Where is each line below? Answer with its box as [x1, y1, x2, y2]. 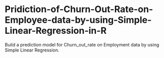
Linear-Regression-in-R [5, 25, 107, 36]
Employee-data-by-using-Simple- [5, 14, 152, 26]
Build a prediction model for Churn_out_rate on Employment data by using [5, 41, 159, 47]
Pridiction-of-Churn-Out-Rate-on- [5, 4, 153, 15]
